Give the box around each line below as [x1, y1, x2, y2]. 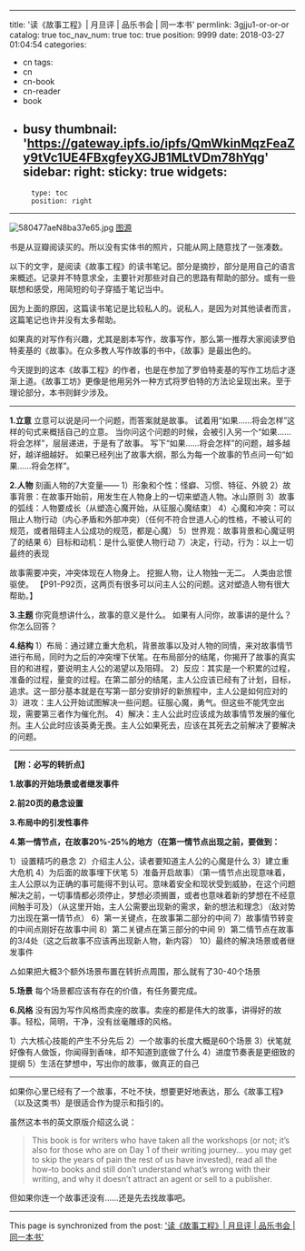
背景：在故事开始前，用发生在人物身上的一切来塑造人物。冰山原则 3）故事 [16, 490, 295, 501]
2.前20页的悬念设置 [9, 797, 84, 808]
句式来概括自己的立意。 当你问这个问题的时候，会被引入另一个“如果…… [25, 426, 292, 437]
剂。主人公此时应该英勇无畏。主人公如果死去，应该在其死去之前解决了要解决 [9, 720, 296, 731]
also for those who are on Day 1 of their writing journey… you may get [31, 1144, 292, 1155]
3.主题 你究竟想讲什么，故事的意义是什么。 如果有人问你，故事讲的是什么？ [9, 609, 292, 620]
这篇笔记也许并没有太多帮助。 [9, 314, 121, 325]
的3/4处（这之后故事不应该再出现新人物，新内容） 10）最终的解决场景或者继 [9, 934, 296, 946]
